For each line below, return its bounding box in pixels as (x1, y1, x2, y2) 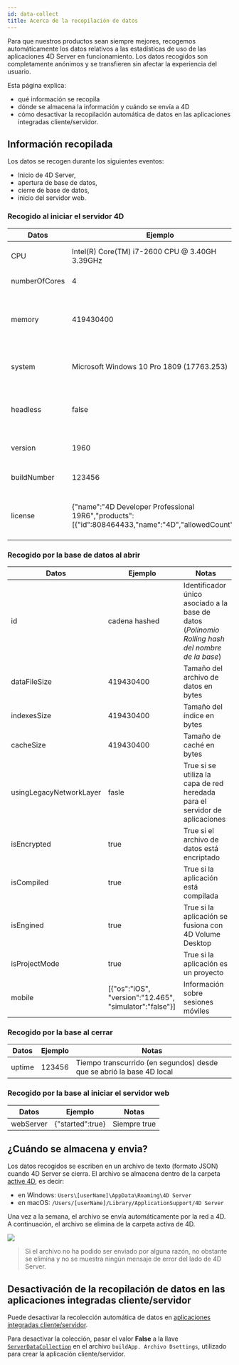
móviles (184, 1006, 210, 1016)
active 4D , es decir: (7, 1177, 64, 1186)
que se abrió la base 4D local (75, 1067, 173, 1077)
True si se (184, 760, 216, 770)
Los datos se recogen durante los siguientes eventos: (7, 157, 164, 166)
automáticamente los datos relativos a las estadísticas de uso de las (7, 44, 206, 53)
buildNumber (11, 472, 55, 482)
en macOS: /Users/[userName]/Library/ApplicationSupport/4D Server (17, 1199, 224, 1207)
